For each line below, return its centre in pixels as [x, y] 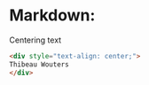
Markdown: [52, 15]
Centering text [35, 40]
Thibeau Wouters [39, 64]
